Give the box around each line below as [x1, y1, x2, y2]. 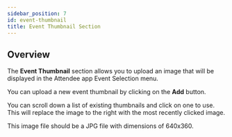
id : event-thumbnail [7, 17, 67, 24]
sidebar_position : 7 [7, 10, 67, 17]
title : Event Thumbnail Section [7, 23, 101, 30]
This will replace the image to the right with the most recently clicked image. [7, 109, 226, 117]
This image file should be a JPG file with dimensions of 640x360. [7, 122, 194, 130]
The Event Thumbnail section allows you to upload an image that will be [7, 67, 214, 75]
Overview [7, 48, 51, 60]
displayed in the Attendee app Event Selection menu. [7, 74, 158, 83]
